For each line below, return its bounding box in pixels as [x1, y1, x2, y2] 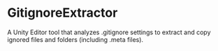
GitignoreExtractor [7, 5, 118, 21]
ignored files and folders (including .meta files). [7, 35, 144, 43]
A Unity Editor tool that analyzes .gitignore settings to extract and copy [7, 28, 211, 36]
